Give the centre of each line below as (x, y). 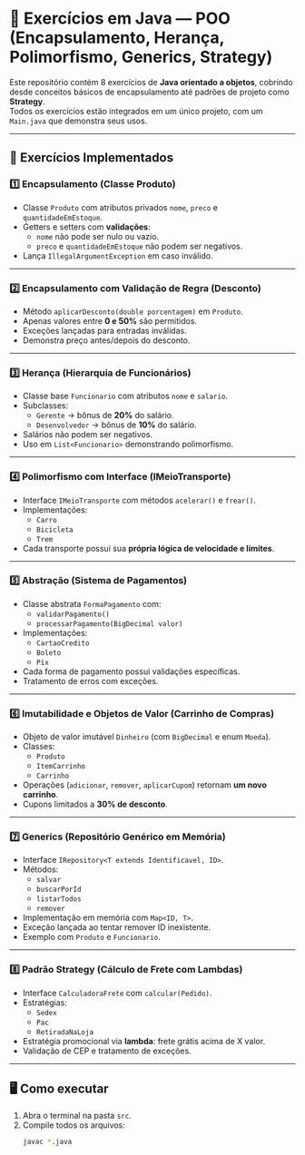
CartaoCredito (63, 643)
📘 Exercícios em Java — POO (120, 19)
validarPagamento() (73, 614)
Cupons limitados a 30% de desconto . (95, 804)
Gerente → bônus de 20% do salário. (105, 416)
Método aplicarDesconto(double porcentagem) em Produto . (133, 311)
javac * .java (47, 1141)
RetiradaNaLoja (64, 1032)
